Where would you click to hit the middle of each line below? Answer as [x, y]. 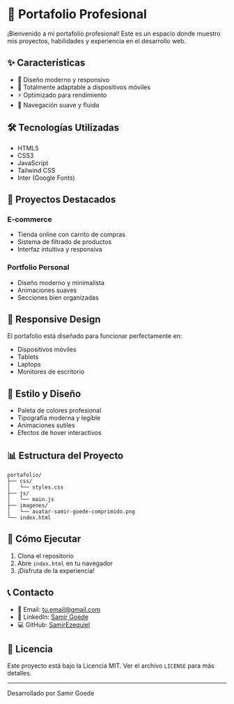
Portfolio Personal [38, 268]
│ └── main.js [31, 499]
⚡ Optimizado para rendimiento [62, 95]
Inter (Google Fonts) [46, 178]
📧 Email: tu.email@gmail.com [59, 609]
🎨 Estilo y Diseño [44, 393]
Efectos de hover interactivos [60, 433]
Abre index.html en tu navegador [65, 563]
